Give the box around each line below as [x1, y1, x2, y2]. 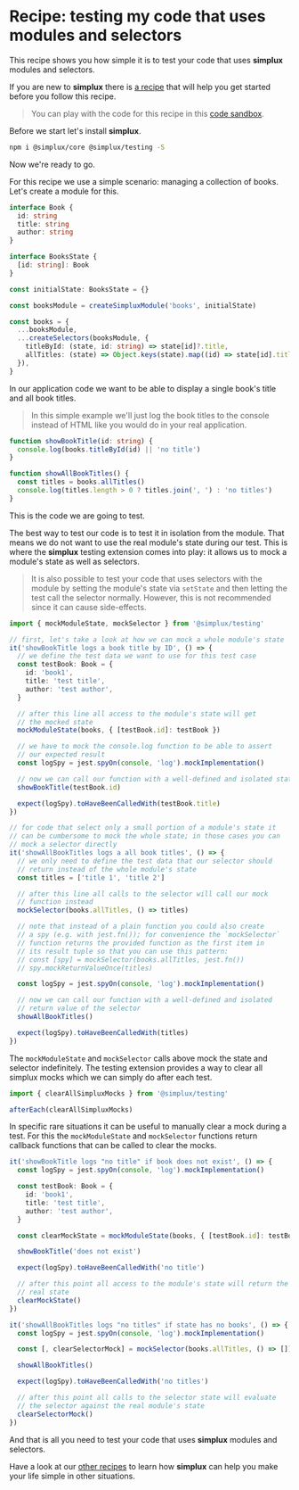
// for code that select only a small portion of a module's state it [9, 824, 277, 832]
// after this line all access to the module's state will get [17, 709, 256, 718]
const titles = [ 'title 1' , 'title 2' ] [17, 873, 166, 882]
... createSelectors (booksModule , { [17, 334, 149, 343]
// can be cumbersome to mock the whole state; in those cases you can [9, 832, 280, 840]
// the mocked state [17, 717, 93, 726]
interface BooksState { [9, 252, 98, 261]
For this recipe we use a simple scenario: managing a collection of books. [9, 176, 279, 186]
